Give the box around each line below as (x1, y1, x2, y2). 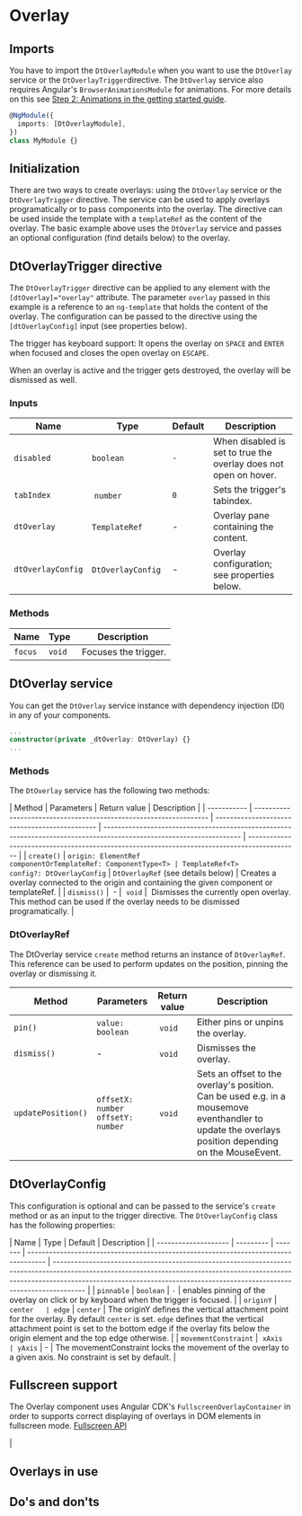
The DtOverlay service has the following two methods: (9, 785, 210, 796)
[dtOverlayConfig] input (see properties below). (9, 321, 187, 332)
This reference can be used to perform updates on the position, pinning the (9, 958, 289, 969)
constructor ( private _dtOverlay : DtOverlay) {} (9, 735, 191, 744)
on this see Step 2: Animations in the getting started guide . (9, 93, 227, 104)
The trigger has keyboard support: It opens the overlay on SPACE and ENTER (9, 338, 285, 349)
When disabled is (212, 435, 286, 448)
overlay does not (212, 457, 284, 470)
